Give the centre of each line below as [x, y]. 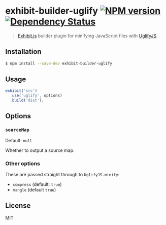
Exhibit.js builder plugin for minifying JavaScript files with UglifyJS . [88, 36]
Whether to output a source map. [40, 150]
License [18, 206]
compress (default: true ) [37, 184]
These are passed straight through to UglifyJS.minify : [62, 175]
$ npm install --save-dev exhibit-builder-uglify [59, 63]
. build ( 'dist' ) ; [27, 101]
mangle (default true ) [34, 190]
